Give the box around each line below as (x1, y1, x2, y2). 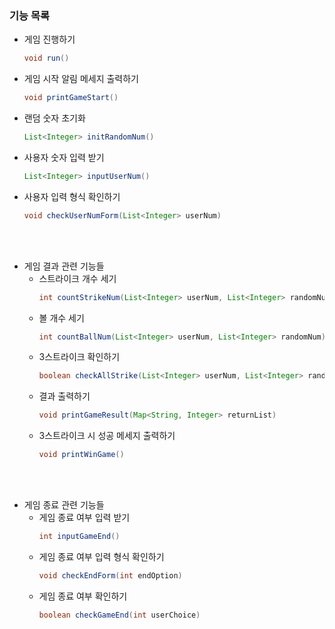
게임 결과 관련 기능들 (23, 260, 105, 272)
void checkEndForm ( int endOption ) (38, 570, 183, 581)
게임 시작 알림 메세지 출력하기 (23, 73, 139, 85)
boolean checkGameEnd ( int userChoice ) (38, 610, 201, 620)
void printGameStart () (23, 93, 119, 103)
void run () (23, 53, 70, 64)
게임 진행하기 (23, 33, 76, 46)
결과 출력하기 (38, 390, 91, 402)
